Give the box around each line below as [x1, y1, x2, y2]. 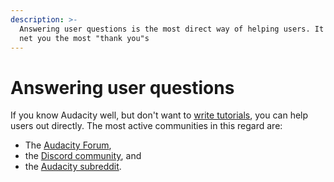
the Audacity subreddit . [24, 161, 122, 173]
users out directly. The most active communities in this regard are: [10, 120, 283, 132]
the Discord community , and [24, 150, 142, 162]
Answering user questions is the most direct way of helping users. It [19, 24, 325, 34]
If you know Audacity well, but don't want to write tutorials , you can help [10, 109, 309, 121]
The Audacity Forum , [24, 139, 112, 151]
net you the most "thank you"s [19, 33, 150, 43]
